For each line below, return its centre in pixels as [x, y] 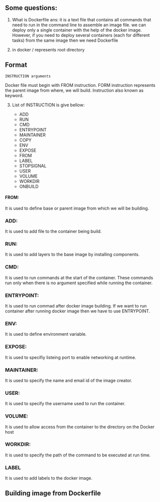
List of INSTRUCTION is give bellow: [48, 105]
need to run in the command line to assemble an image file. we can [79, 25]
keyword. [14, 95]
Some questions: [31, 8]
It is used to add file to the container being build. [53, 231]
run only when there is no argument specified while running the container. [79, 283]
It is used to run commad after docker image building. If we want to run [76, 306]
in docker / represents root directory [48, 49]
